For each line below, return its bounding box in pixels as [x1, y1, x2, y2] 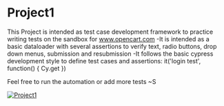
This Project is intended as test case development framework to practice [7, 28, 214, 36]
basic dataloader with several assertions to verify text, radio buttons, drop [7, 42, 217, 50]
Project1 [7, 5, 55, 21]
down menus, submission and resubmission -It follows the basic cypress [7, 50, 214, 58]
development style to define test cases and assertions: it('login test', [7, 56, 201, 65]
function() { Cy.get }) [7, 64, 67, 72]
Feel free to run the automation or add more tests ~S [7, 77, 156, 85]
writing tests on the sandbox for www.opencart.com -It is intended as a [7, 34, 210, 43]
